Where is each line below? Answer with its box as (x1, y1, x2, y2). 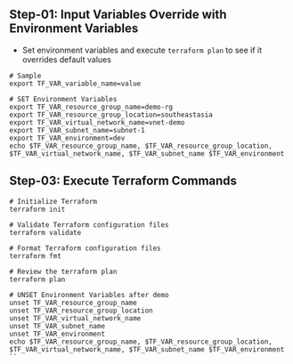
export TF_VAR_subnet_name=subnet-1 (9, 125, 145, 134)
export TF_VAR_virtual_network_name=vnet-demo (9, 117, 185, 127)
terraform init (9, 205, 66, 214)
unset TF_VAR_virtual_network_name (9, 313, 142, 323)
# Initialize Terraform (9, 197, 98, 206)
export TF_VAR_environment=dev (9, 133, 126, 142)
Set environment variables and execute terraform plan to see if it (21, 44, 263, 55)
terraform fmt (9, 251, 62, 261)
